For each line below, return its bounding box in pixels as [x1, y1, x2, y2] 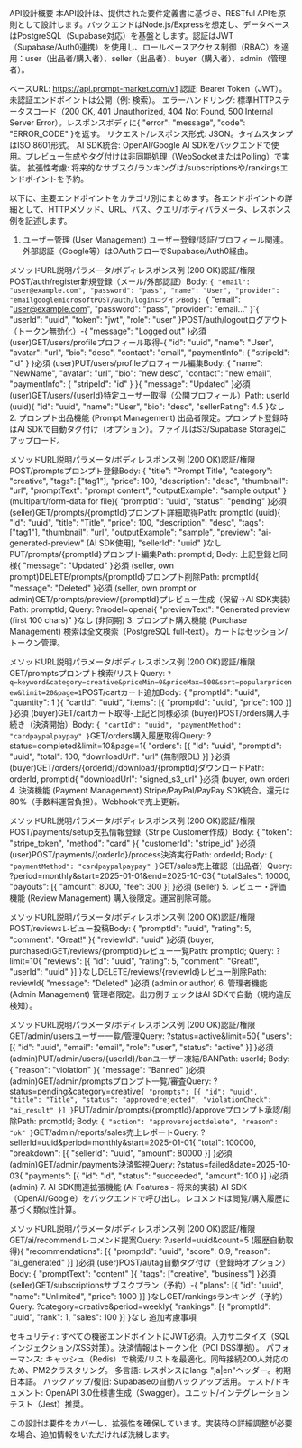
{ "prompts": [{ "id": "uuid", [140, 1087, 259, 1096]
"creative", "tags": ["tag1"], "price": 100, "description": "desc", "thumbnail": [9, 476, 288, 486]
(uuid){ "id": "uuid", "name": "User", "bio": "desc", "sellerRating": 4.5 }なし [9, 401, 286, 412]
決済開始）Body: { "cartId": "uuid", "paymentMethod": [32, 719, 242, 729]
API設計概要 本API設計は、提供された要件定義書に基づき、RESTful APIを [9, 8, 279, 18]
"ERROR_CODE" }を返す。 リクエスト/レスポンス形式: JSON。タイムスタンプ [9, 129, 294, 139]
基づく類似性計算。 [9, 1205, 81, 1214]
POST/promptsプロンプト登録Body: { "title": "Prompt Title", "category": [9, 465, 273, 476]
